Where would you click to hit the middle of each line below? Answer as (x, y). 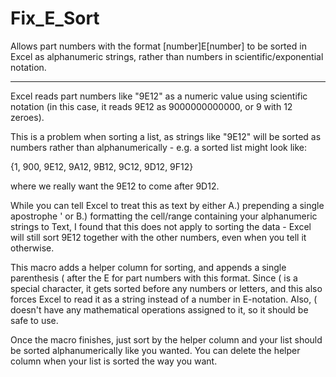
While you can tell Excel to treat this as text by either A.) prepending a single (167, 205)
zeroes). (27, 117)
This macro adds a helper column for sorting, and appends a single (148, 267)
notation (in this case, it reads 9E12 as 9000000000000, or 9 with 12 (151, 106)
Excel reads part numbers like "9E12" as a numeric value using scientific (159, 96)
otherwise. (32, 248)
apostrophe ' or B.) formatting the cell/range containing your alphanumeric (164, 216)
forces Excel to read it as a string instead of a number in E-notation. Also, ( (164, 299)
